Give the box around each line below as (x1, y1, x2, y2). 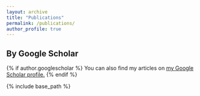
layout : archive (6, 9, 48, 15)
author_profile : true (6, 26, 62, 32)
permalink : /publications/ (6, 20, 75, 26)
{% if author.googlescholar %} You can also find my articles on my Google (6, 64, 194, 72)
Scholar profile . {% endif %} (6, 71, 78, 78)
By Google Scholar (6, 48, 78, 58)
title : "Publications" (6, 15, 64, 21)
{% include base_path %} (6, 83, 71, 90)
